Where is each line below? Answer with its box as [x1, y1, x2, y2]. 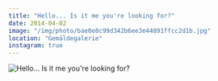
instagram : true [8, 42, 63, 50]
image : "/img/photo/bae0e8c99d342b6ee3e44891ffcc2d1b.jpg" [8, 26, 212, 34]
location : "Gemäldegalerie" [8, 34, 103, 43]
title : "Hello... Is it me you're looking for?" [8, 11, 175, 20]
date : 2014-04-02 [8, 19, 67, 27]
